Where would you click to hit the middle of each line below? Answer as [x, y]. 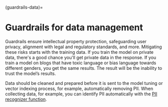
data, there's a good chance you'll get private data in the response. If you [81, 57]
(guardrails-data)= [24, 7]
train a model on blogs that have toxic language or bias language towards [81, 63]
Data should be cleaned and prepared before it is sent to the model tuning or [84, 83]
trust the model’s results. [31, 73]
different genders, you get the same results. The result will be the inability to [84, 68]
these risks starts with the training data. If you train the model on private [79, 52]
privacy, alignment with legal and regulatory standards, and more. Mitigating [84, 47]
